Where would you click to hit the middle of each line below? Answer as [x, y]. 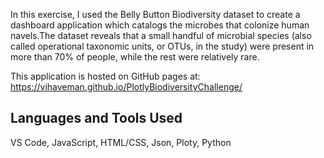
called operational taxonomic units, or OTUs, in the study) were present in [162, 46]
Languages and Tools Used [96, 118]
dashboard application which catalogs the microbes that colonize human [160, 25]
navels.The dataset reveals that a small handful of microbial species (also [161, 35]
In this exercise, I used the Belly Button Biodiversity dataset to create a [155, 14]
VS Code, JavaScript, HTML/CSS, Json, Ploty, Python [121, 142]
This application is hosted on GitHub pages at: [105, 76]
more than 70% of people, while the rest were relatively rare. [135, 57]
